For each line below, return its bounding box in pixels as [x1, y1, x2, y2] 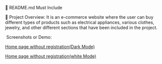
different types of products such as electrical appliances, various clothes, [5, 20, 155, 25]
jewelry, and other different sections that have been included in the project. [5, 25, 158, 31]
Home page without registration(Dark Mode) [5, 44, 95, 49]
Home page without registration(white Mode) [5, 53, 97, 59]
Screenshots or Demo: [6, 34, 52, 40]
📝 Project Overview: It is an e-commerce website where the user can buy [5, 14, 154, 20]
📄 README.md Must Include [5, 5, 63, 10]
